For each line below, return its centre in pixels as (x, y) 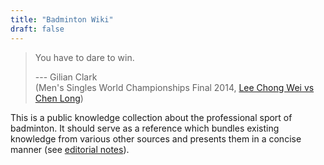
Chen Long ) (59, 98)
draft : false (37, 29)
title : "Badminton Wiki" (62, 19)
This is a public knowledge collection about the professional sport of (151, 117)
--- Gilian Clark (66, 77)
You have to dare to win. (84, 57)
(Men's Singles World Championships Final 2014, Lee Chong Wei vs (174, 87)
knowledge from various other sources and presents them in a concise (156, 138)
